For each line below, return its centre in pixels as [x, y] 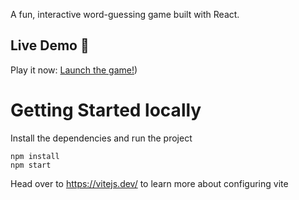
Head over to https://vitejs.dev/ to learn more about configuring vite [149, 183]
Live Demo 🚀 [50, 45]
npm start [31, 165]
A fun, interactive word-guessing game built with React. [125, 14]
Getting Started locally [106, 110]
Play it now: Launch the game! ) [74, 70]
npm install [35, 156]
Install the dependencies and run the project [101, 138]
